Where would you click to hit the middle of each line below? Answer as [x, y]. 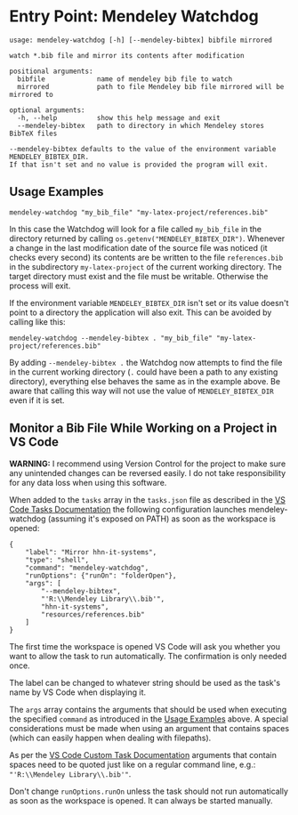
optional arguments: [48, 110]
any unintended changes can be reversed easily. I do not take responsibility [148, 472]
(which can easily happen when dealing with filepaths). [110, 738]
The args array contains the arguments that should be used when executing [148, 709]
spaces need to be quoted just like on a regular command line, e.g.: [133, 764]
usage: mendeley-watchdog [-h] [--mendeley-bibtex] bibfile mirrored [141, 40]
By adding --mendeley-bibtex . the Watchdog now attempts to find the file [146, 362]
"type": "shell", [57, 560]
